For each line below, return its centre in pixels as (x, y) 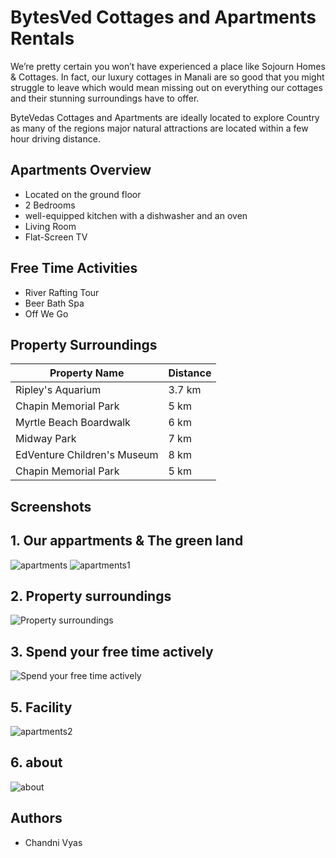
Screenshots (51, 506)
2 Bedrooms (50, 205)
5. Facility (41, 707)
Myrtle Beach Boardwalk (73, 423)
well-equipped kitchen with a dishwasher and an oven (136, 215)
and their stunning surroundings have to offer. (105, 98)
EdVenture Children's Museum (87, 455)
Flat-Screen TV (56, 237)
